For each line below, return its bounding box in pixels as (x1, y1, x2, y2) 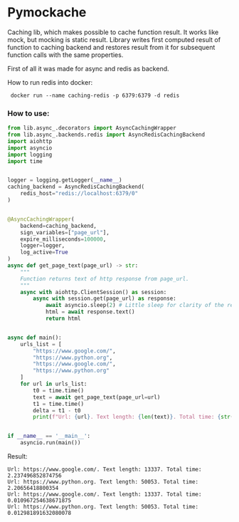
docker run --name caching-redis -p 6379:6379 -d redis (10, 92, 180, 99)
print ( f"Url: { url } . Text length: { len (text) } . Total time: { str (33, 414, 231, 421)
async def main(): (7, 334, 62, 341)
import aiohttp (7, 137, 53, 145)
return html (45, 315, 81, 323)
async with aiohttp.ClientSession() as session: (20, 288, 167, 296)
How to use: (7, 108, 50, 118)
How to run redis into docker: (7, 78, 93, 86)
